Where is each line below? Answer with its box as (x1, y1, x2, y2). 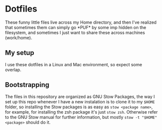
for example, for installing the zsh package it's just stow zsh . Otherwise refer (5, 109, 158, 115)
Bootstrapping (5, 81, 49, 89)
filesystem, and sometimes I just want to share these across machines (5, 29, 146, 35)
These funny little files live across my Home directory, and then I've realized (5, 19, 157, 25)
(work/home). (5, 35, 32, 41)
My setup (5, 49, 34, 57)
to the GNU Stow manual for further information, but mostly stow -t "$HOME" (5, 114, 158, 120)
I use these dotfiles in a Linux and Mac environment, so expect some (5, 61, 142, 67)
